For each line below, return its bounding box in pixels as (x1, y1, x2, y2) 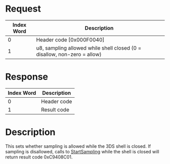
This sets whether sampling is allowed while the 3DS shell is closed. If (5, 143, 151, 149)
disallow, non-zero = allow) (36, 51, 102, 58)
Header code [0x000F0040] (36, 36, 105, 43)
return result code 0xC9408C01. (5, 154, 73, 160)
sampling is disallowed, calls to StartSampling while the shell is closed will (5, 148, 159, 154)
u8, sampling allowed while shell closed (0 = (36, 44, 142, 51)
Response (5, 71, 49, 83)
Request (5, 3, 41, 15)
